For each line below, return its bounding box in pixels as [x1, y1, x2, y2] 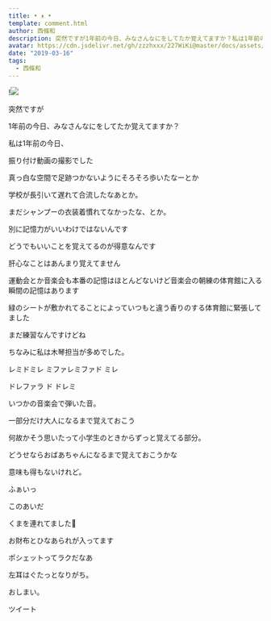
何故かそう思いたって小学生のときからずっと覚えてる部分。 [8, 432, 206, 442]
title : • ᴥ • [8, 11, 52, 20]
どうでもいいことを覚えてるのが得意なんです [8, 241, 156, 251]
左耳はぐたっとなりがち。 [8, 569, 94, 579]
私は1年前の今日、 [8, 138, 69, 148]
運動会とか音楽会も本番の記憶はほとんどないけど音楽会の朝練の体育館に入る [8, 275, 263, 285]
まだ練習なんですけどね [8, 330, 86, 340]
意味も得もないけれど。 [8, 467, 86, 477]
